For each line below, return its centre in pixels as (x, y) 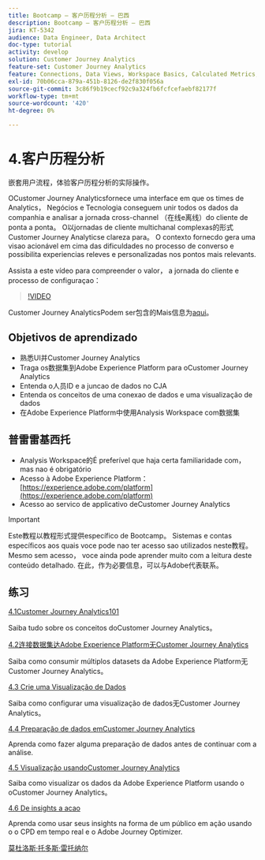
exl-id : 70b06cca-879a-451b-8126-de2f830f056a (86, 81)
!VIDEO (39, 296)
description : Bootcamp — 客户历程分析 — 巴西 (80, 23)
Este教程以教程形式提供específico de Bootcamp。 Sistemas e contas (120, 535)
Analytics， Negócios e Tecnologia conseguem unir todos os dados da (123, 207)
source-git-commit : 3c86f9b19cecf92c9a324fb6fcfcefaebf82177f (112, 89)
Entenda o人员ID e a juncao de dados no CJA (93, 385)
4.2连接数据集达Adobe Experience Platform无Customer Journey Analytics (129, 645)
